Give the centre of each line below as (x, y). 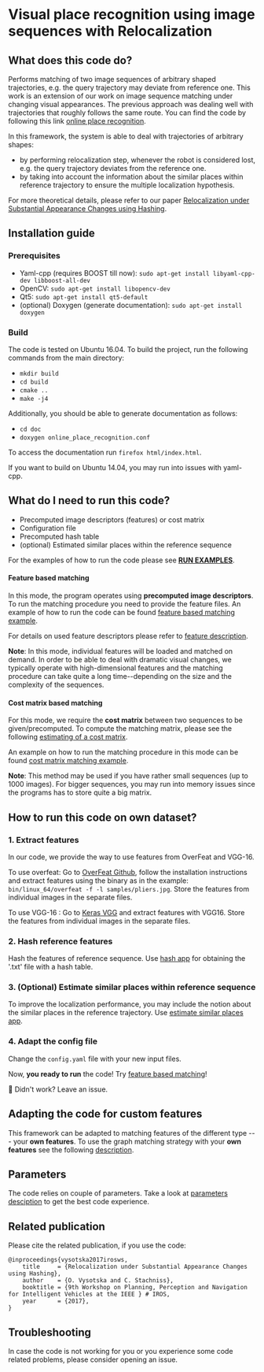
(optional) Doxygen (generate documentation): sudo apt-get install (131, 305)
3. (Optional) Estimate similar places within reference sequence (132, 988)
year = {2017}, (56, 1301)
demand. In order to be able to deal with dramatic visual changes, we (120, 660)
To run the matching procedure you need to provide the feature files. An (125, 604)
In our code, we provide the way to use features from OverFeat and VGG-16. (131, 857)
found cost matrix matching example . (68, 761)
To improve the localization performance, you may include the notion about (130, 1004)
